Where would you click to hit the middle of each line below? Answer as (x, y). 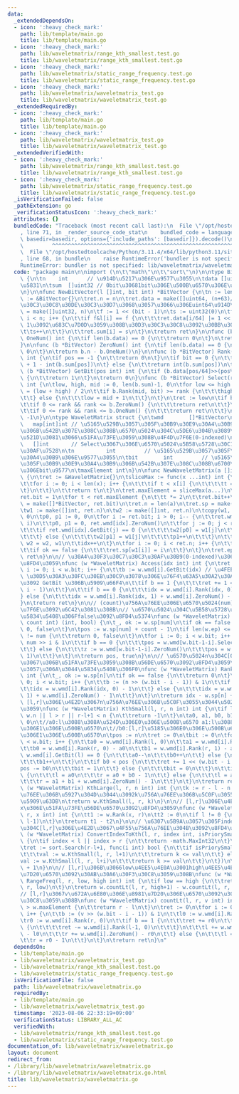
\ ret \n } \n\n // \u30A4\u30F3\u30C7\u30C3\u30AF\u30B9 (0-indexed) (119, 557)
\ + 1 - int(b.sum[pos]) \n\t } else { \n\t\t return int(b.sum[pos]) (121, 365)
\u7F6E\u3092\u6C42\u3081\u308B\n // (75, 609)
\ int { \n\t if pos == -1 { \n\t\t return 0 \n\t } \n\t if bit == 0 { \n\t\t (127, 358)
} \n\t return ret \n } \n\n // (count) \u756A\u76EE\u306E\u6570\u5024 (119, 603)
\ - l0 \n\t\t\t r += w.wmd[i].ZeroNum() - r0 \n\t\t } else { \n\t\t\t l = (127, 934)
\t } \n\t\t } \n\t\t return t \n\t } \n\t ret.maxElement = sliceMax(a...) (122, 490)
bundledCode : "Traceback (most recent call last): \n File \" (108, 226)
